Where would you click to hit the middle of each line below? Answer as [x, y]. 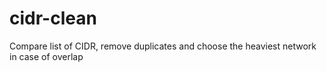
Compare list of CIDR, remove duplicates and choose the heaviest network [163, 46]
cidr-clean [53, 18]
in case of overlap [46, 56]
